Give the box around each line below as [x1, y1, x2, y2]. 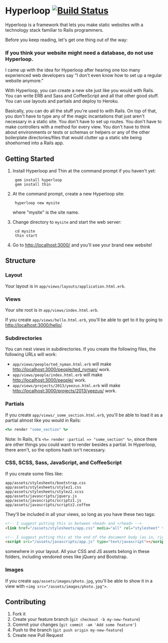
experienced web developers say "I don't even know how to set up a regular [5, 72, 162, 78]
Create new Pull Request [12, 632, 63, 638]
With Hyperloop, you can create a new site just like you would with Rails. [5, 87, 154, 94]
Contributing [5, 597, 46, 606]
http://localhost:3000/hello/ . [5, 322, 63, 328]
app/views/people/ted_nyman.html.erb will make [12, 361, 111, 367]
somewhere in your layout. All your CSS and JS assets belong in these [5, 548, 150, 555]
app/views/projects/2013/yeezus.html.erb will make [12, 383, 121, 389]
